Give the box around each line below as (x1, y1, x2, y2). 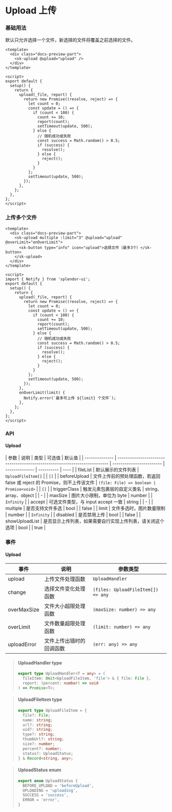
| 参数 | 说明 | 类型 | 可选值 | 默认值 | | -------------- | (5, 455, 117, 461)
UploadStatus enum (17, 767, 61, 773)
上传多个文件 (5, 214, 37, 221)
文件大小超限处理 (44, 603, 85, 610)
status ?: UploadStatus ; (23, 751, 73, 756)
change (8, 589, 27, 596)
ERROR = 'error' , (23, 798, 60, 803)
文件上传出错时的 (44, 637, 85, 644)
